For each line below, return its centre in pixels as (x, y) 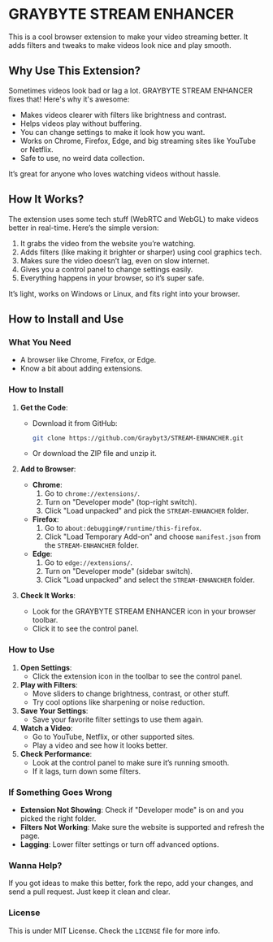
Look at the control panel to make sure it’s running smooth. (131, 762)
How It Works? (46, 200)
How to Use (32, 649)
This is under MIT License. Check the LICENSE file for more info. (115, 931)
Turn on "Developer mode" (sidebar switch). (119, 571)
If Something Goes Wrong (60, 792)
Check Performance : (56, 753)
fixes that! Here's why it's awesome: (69, 99)
